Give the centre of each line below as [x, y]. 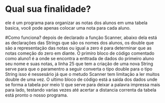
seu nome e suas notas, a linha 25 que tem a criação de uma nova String [79, 64]
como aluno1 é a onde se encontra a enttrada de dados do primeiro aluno [80, 58]
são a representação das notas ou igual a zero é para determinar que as [78, 48]
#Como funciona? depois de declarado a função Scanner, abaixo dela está [81, 37]
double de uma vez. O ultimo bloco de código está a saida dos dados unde [81, 79]
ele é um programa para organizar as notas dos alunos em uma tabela [76, 23]
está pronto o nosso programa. [37, 95]
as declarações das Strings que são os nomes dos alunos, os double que [80, 42]
